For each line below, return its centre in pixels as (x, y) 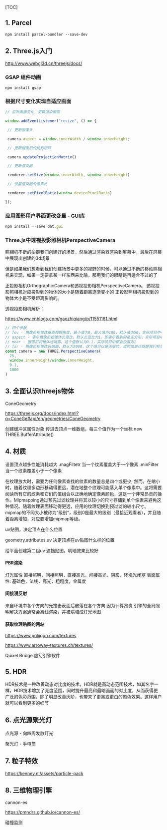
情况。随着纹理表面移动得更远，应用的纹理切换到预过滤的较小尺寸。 (79, 506)
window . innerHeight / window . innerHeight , (52, 361)
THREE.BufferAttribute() (30, 434)
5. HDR (16, 671)
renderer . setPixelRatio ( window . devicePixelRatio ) (60, 193)
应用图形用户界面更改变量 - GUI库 (45, 216)
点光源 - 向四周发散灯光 (29, 733)
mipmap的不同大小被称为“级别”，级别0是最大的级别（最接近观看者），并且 (81, 512)
